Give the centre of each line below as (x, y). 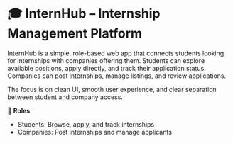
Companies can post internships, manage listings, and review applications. (116, 76)
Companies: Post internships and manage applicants (95, 132)
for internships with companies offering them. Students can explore (106, 60)
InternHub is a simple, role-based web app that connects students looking (116, 53)
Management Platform (75, 34)
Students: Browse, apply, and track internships (86, 124)
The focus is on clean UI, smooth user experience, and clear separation (112, 89)
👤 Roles (19, 110)
